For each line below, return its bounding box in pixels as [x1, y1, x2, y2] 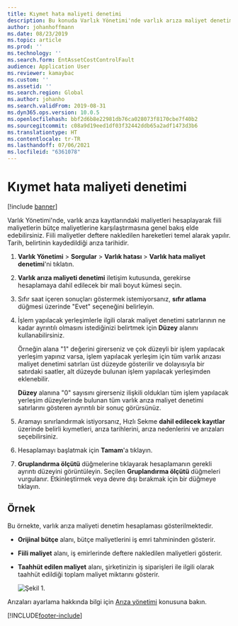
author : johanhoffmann [7, 23, 74, 30]
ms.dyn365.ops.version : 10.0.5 [7, 109, 100, 116]
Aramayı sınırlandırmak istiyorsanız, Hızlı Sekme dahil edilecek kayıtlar [17, 417, 225, 425]
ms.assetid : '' [7, 83, 52, 90]
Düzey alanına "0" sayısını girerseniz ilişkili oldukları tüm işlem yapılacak [17, 388, 229, 397]
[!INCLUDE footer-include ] [7, 611, 83, 620]
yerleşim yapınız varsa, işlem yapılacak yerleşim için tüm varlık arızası [17, 352, 222, 361]
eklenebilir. [17, 374, 50, 383]
